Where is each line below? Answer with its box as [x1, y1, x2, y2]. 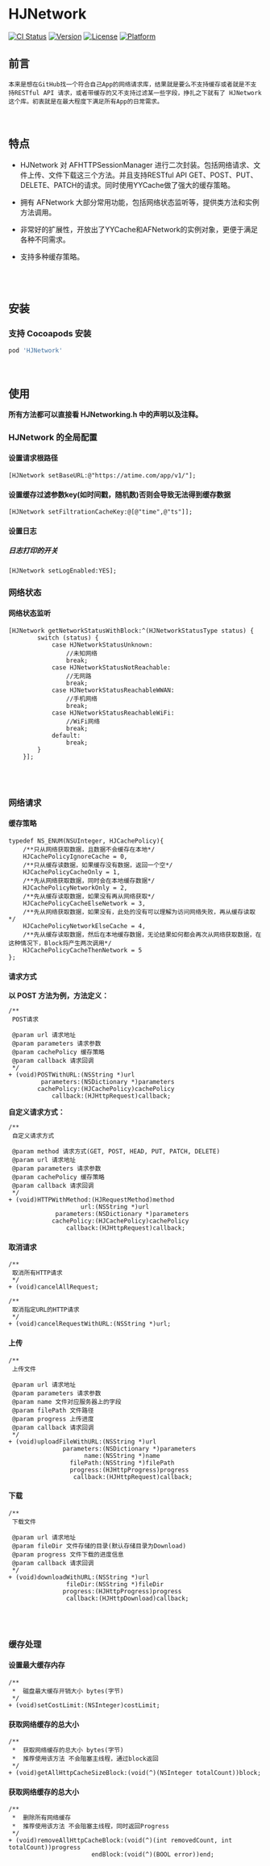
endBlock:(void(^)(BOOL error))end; [91, 1851, 215, 1859]
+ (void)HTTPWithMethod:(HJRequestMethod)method [8, 1196, 175, 1204]
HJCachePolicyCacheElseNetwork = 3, [23, 900, 147, 908]
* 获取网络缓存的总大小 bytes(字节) [11, 1747, 124, 1755]
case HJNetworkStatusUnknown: [51, 640, 153, 649]
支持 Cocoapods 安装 [8, 327, 92, 339]
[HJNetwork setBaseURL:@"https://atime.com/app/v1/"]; [8, 472, 197, 480]
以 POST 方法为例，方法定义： [8, 991, 109, 1001]
